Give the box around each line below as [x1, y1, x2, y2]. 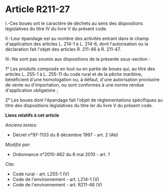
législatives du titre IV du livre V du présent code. [5, 25, 107, 31]
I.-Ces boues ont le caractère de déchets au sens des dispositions [5, 20, 143, 26]
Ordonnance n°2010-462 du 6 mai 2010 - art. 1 [12, 151, 110, 157]
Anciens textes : [5, 122, 38, 128]
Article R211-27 [5, 4, 70, 15]
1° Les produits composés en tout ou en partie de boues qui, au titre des [5, 66, 155, 72]
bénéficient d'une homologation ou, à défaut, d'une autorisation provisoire [5, 76, 160, 82]
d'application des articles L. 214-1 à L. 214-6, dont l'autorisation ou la [5, 40, 149, 46]
